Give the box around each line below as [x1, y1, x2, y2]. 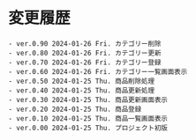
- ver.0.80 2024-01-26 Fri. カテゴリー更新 [8, 48, 162, 57]
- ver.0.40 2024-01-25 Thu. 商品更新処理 [8, 85, 155, 95]
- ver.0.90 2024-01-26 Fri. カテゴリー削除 [8, 39, 162, 48]
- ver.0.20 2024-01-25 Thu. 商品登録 [8, 105, 142, 114]
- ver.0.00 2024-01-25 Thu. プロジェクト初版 [8, 123, 169, 132]
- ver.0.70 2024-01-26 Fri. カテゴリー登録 [8, 58, 162, 67]
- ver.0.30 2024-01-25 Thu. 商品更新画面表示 [8, 95, 169, 104]
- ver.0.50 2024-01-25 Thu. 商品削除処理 [8, 77, 155, 85]
